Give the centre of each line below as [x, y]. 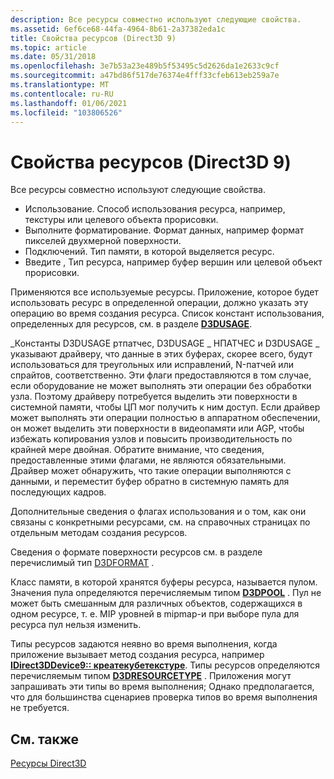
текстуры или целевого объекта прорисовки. [121, 220]
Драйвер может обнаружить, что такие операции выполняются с [151, 471]
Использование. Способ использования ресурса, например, [155, 209]
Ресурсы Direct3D [48, 763]
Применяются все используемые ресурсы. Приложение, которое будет [164, 292]
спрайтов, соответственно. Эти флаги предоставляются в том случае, [161, 375]
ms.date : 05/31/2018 [53, 57]
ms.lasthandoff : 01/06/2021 [69, 103]
